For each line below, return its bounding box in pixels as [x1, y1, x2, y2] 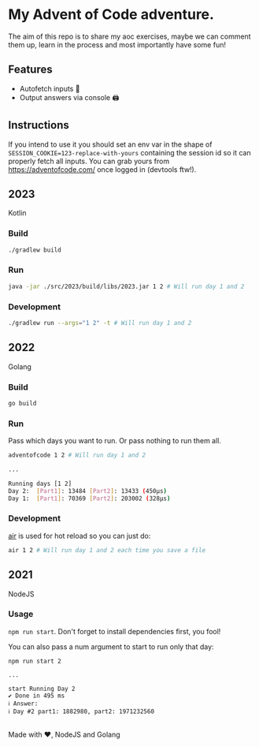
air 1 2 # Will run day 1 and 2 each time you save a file [8, 546, 206, 554]
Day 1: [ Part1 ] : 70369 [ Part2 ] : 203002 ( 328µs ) [8, 495, 171, 502]
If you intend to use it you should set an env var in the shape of [8, 140, 213, 149]
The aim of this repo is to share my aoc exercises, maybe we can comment [8, 32, 251, 41]
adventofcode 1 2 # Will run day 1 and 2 [8, 451, 146, 459]
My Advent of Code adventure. [8, 6, 215, 24]
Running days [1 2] [8, 480, 72, 487]
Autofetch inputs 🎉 [19, 84, 80, 93]
